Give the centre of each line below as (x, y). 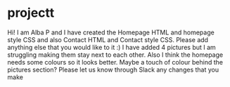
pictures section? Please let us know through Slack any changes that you (113, 69)
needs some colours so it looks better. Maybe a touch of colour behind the (115, 62)
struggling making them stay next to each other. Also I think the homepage (115, 55)
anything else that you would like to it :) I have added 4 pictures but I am (111, 47)
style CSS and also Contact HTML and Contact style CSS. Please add (108, 39)
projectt (31, 13)
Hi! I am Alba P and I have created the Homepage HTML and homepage (111, 32)
